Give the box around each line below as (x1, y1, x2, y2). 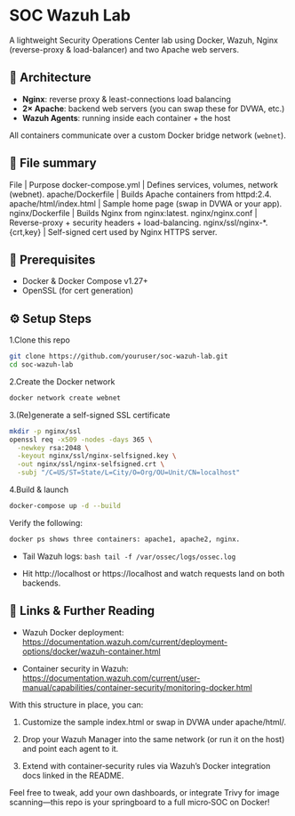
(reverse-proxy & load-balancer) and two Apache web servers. (9, 44, 240, 54)
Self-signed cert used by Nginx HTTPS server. (47, 226, 218, 237)
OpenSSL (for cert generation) (21, 286, 134, 296)
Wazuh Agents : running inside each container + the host (21, 112, 231, 123)
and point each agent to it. (21, 743, 119, 754)
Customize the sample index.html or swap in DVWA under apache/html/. (21, 716, 287, 727)
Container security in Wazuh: (21, 663, 129, 674)
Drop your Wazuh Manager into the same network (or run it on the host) (21, 733, 285, 744)
